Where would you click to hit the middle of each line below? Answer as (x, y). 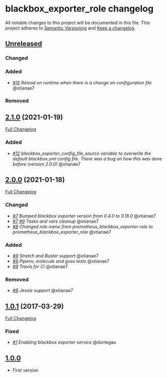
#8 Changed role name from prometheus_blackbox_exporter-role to (82, 226)
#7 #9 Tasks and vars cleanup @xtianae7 (55, 221)
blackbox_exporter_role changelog (79, 9)
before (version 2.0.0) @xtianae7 (46, 164)
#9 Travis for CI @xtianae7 (40, 266)
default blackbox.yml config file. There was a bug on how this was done (87, 158)
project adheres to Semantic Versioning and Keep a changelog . (70, 28)
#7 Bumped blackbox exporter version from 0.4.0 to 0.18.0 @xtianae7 (84, 216)
